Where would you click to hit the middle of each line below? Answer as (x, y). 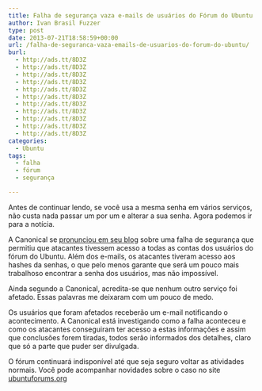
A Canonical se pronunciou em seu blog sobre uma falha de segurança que (131, 240)
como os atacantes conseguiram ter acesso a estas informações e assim (127, 329)
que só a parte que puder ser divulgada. (74, 346)
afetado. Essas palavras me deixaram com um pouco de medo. (111, 297)
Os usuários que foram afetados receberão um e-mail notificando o (118, 312)
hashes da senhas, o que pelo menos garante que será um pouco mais (124, 264)
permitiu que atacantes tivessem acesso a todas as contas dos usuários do (131, 247)
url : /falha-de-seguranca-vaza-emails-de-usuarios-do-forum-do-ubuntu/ (129, 45)
